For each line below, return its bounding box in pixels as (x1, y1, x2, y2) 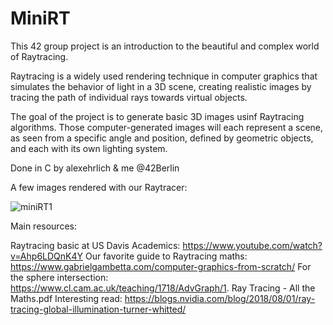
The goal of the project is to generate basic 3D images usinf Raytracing (10, 110, 305, 122)
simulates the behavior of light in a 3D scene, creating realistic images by (10, 80, 312, 92)
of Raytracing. (10, 50, 69, 62)
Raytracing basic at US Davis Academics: (10, 239, 181, 251)
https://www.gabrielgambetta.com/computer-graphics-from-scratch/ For (10, 260, 312, 272)
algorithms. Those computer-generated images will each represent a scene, (10, 121, 324, 133)
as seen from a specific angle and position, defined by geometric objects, (10, 132, 314, 144)
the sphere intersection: (10, 271, 109, 283)
